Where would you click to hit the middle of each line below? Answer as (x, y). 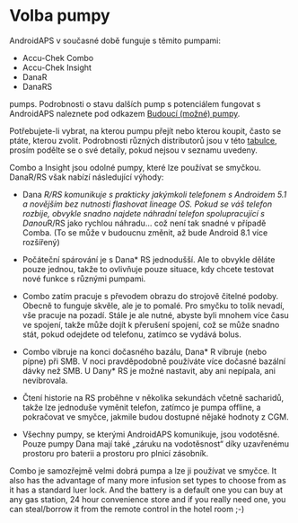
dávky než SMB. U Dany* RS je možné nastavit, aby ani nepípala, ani (149, 370)
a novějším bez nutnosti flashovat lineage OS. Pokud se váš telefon (147, 204)
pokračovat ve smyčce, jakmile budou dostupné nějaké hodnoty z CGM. (155, 417)
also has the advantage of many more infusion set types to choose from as (148, 480)
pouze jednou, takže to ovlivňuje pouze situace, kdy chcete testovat (148, 269)
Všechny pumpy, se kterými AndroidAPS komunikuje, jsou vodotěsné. (151, 434)
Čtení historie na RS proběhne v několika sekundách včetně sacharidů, (153, 397)
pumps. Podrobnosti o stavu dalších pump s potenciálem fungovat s (135, 103)
